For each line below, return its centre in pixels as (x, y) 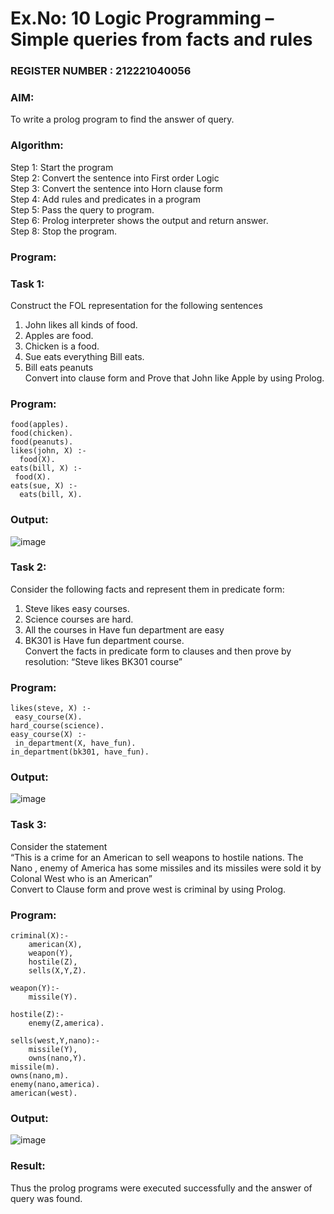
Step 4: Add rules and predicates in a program (105, 199)
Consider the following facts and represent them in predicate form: (147, 589)
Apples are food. (59, 335)
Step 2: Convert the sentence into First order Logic (115, 178)
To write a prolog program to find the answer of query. (122, 119)
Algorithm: (37, 145)
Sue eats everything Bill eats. (84, 356)
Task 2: (28, 567)
